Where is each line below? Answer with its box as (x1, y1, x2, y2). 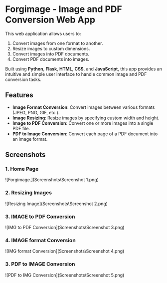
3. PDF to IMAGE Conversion (5, 261, 75, 268)
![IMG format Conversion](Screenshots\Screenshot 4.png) (5, 248, 125, 254)
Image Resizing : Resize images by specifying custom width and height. (12, 115, 160, 121)
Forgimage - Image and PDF (5, 3, 122, 15)
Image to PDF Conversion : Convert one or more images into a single (12, 120, 154, 126)
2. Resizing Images (5, 189, 52, 196)
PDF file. (12, 125, 30, 131)
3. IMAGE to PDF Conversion (5, 213, 75, 220)
